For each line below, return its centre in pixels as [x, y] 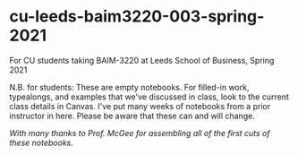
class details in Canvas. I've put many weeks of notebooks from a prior [140, 106]
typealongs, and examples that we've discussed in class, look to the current [149, 97]
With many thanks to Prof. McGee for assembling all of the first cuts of [140, 133]
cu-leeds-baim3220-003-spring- [137, 17]
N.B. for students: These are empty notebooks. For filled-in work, [129, 87]
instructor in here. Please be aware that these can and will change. [132, 116]
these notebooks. [41, 142]
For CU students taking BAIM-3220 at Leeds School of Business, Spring [142, 60]
